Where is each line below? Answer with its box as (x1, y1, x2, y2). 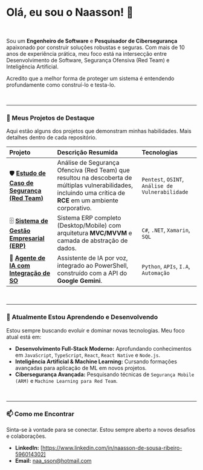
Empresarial (9, 234, 45, 242)
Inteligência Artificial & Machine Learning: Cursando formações (14, 357, 177, 365)
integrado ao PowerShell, (57, 262, 129, 270)
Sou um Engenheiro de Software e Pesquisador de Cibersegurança (6, 37, 178, 44)
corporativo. (57, 204, 92, 213)
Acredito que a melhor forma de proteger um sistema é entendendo (6, 74, 175, 82)
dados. (57, 244, 77, 253)
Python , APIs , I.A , (141, 262, 190, 271)
